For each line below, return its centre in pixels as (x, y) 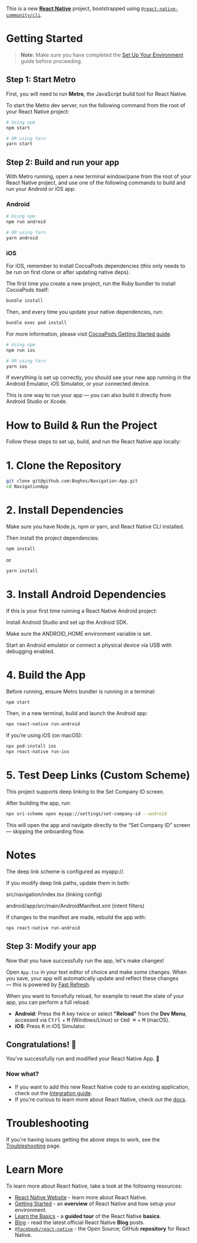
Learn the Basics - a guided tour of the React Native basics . (88, 1216)
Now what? (23, 1074)
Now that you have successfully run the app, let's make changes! (85, 960)
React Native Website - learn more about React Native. (81, 1197)
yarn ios (17, 366)
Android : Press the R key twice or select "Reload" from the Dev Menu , (101, 1013)
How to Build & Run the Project (82, 425)
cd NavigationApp (27, 487)
